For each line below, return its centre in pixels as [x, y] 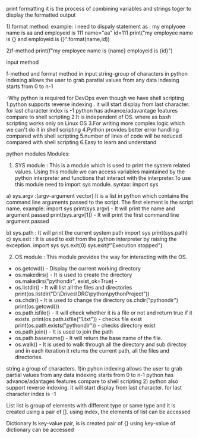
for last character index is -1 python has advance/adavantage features [92, 110]
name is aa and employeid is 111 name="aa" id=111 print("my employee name [99, 33]
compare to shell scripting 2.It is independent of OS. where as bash [89, 117]
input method [23, 62]
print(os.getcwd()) [37, 306]
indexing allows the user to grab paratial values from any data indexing [93, 80]
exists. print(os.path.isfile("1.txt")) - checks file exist [78, 319]
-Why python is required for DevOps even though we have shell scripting [95, 98]
